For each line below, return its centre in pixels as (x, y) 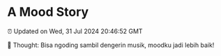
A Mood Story (48, 12)
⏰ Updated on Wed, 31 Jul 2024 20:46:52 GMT (75, 31)
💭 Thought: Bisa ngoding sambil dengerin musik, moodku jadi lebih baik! (111, 45)
